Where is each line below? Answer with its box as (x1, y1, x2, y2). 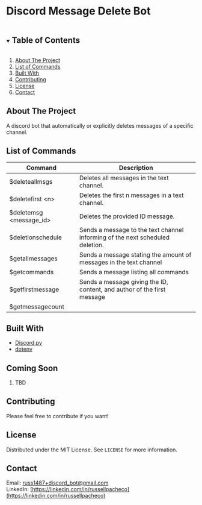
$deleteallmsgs (9, 178, 53, 186)
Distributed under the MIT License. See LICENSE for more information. (6, 446, 177, 453)
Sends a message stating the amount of (79, 251, 192, 259)
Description (119, 164, 153, 172)
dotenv (14, 345, 33, 353)
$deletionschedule (9, 233, 62, 242)
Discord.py (14, 339, 42, 347)
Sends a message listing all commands (79, 268, 189, 277)
